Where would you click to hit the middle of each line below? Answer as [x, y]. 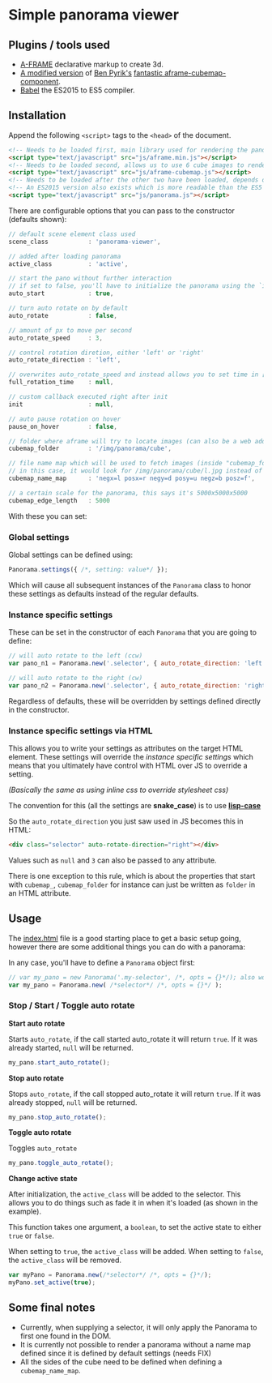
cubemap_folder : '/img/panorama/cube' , [90, 449]
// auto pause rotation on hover [65, 419]
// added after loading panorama [65, 256]
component [39, 81]
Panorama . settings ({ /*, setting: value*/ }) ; [88, 569]
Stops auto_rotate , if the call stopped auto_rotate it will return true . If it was [135, 1094]
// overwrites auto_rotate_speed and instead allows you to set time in [134, 375]
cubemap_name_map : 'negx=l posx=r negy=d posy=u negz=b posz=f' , [132, 479]
